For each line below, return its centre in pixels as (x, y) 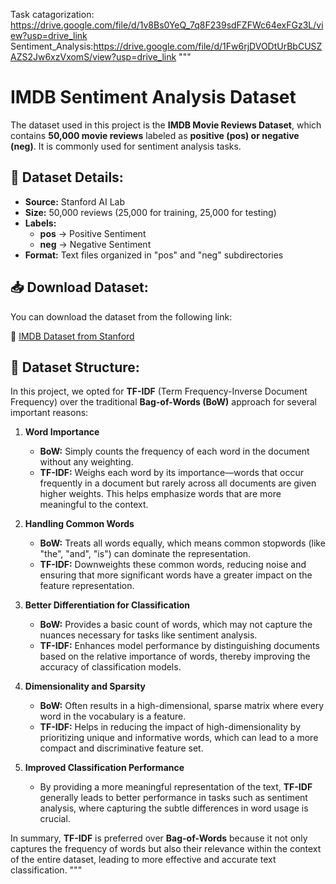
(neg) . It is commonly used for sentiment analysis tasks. (126, 146)
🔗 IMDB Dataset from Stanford (72, 336)
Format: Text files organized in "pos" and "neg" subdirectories (154, 255)
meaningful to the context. (94, 505)
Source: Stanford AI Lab (75, 201)
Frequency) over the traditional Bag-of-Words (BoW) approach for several (163, 402)
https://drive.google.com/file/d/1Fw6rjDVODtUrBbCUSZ (208, 46)
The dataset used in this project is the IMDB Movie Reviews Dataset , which (166, 125)
